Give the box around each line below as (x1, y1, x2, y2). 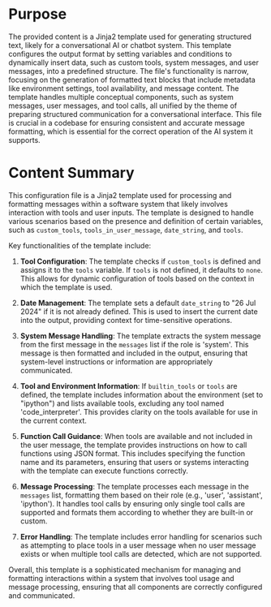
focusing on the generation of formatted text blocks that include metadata (8, 75, 256, 84)
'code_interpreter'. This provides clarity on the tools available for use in (19, 407, 258, 416)
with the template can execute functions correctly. (19, 466, 189, 476)
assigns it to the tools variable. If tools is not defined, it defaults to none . (19, 265, 264, 274)
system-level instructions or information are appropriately (19, 356, 213, 366)
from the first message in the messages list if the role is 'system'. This (19, 339, 249, 349)
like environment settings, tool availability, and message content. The (8, 83, 239, 93)
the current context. (19, 415, 87, 425)
